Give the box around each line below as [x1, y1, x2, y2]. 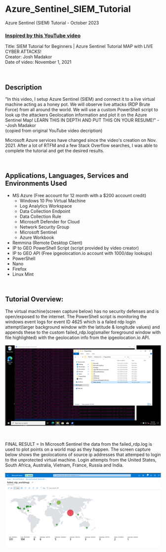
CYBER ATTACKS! [5, 48, 42, 55]
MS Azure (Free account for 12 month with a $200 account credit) [12, 192, 147, 198]
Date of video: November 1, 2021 [5, 59, 72, 65]
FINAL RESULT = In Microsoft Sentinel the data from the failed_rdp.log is [5, 441, 152, 447]
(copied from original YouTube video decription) [5, 127, 103, 134]
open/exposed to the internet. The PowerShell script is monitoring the [5, 313, 147, 319]
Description [5, 83, 42, 91]
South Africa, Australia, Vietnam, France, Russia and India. [5, 462, 124, 468]
